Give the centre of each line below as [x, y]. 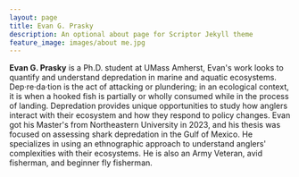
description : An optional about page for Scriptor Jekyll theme [131, 34]
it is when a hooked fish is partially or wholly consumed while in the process [149, 97]
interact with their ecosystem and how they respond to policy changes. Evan [150, 115]
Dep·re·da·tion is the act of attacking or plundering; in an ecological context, [149, 87]
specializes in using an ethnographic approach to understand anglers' [138, 144]
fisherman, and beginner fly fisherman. [81, 163]
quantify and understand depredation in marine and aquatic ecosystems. [143, 78]
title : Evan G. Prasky [51, 26]
